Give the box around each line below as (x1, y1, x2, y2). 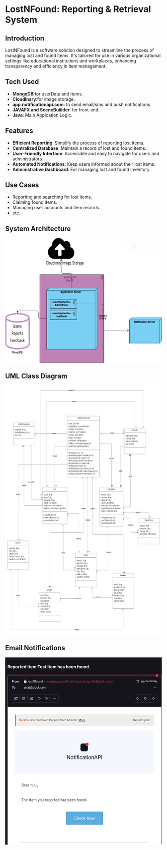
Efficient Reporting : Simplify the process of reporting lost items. (12, 140, 145, 146)
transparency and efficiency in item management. (5, 63, 107, 69)
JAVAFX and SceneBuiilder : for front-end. (12, 106, 100, 113)
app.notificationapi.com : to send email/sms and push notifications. (12, 101, 152, 107)
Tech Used (5, 77, 39, 86)
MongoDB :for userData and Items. (12, 91, 83, 97)
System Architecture (5, 224, 71, 233)
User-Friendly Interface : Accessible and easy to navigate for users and (12, 150, 160, 156)
